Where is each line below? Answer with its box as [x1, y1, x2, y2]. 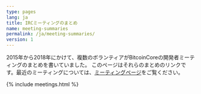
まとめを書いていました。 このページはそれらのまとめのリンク [26, 61, 181, 68]
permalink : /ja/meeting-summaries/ [6, 31, 95, 37]
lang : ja [6, 14, 28, 20]
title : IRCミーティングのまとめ [6, 20, 78, 26]
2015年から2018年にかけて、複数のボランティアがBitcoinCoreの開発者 [6, 54, 179, 60]
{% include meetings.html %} [6, 81, 79, 87]
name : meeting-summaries [6, 25, 68, 32]
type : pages [6, 8, 36, 15]
